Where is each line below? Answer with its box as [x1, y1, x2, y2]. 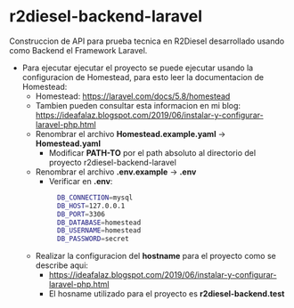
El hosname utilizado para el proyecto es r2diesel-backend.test [48, 288, 285, 299]
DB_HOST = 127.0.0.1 [56, 201, 126, 210]
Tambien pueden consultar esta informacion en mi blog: [35, 100, 241, 110]
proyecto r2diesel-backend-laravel [48, 157, 176, 167]
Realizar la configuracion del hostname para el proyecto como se [35, 251, 276, 262]
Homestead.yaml [35, 138, 101, 149]
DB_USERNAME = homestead [56, 226, 142, 235]
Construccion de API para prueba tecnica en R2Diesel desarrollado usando [9, 36, 285, 46]
